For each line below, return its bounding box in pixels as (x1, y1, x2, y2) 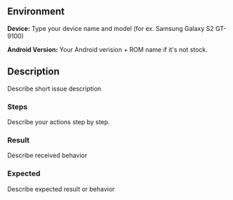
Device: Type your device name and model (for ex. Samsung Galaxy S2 (7, 24, 214, 32)
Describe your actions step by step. (7, 117, 110, 126)
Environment (7, 6, 65, 18)
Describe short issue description (7, 84, 102, 93)
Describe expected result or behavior (7, 185, 115, 193)
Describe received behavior (7, 151, 88, 160)
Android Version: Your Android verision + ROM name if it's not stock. (7, 45, 208, 53)
